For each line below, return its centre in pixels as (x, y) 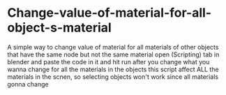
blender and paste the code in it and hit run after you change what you (108, 61)
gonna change (28, 84)
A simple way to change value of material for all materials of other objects (113, 47)
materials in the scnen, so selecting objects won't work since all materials (113, 76)
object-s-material (59, 28)
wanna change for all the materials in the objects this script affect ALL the (113, 69)
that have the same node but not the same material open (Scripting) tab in (113, 54)
